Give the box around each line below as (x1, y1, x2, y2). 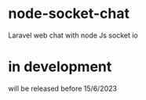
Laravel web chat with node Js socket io (8, 30, 139, 40)
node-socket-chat (8, 5, 130, 23)
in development (8, 58, 112, 76)
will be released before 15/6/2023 (8, 84, 118, 93)
